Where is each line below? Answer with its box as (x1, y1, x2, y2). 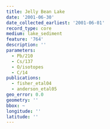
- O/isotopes (11, 64, 44, 70)
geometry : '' (6, 97, 39, 103)
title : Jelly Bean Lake (6, 8, 65, 15)
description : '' (6, 42, 46, 48)
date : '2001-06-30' (6, 14, 55, 20)
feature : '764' (6, 36, 44, 42)
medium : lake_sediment (6, 31, 62, 37)
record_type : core (6, 25, 52, 32)
